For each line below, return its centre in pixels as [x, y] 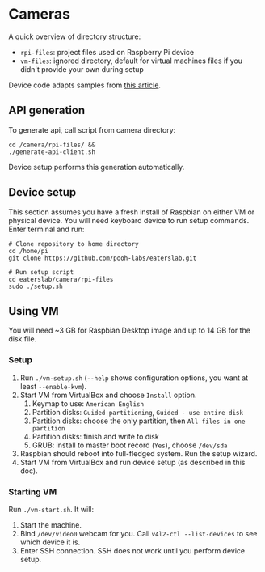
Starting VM [33, 492]
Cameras [40, 14]
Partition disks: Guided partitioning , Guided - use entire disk [138, 412]
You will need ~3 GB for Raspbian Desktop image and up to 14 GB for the [129, 330]
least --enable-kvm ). [53, 386]
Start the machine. [51, 525]
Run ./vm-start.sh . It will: [51, 509]
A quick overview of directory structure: [75, 36]
